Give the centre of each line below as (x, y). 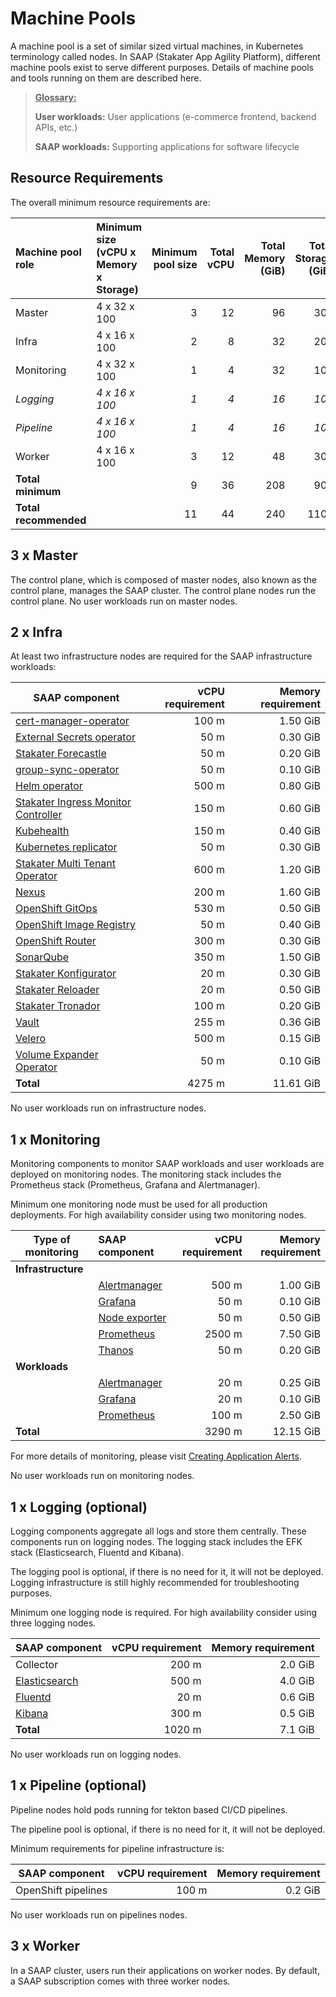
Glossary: (55, 97)
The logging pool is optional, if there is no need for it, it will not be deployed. (167, 1571)
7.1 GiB (297, 1729)
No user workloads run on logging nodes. (96, 1754)
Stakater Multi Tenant (66, 864)
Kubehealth (42, 831)
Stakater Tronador (58, 1006)
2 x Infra (36, 632)
